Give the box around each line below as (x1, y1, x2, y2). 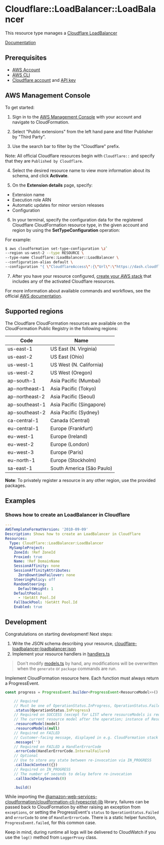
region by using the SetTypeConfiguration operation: (12, 227, 121, 233)
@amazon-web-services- (45, 794, 98, 799)
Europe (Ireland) (50, 433, 88, 439)
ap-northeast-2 (7, 393, 45, 400)
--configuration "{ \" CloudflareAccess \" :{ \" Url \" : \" (5, 265, 117, 269)
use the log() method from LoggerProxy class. (5, 834, 98, 841)
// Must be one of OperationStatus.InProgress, (14, 703, 112, 708)
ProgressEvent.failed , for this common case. (5, 820, 97, 826)
